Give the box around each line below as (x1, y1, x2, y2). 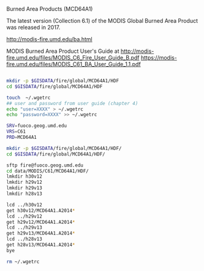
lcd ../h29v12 (6, 213, 43, 219)
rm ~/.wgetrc (6, 258, 40, 265)
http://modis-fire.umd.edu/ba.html (6, 36, 93, 42)
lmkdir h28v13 (6, 190, 43, 197)
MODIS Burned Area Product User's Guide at (6, 47, 119, 55)
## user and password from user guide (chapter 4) (6, 100, 138, 106)
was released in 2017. (6, 24, 61, 31)
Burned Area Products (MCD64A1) (6, 6, 93, 12)
